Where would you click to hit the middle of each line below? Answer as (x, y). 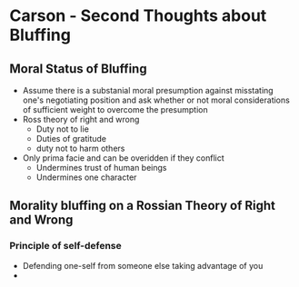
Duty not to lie (62, 129)
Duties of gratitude (71, 139)
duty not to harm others (80, 148)
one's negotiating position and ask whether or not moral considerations (156, 100)
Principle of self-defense (66, 246)
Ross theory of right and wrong (81, 119)
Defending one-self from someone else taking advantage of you (143, 265)
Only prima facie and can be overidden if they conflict (123, 158)
